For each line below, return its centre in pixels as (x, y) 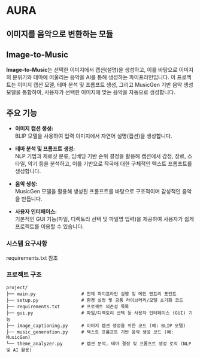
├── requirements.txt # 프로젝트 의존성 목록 (68, 307)
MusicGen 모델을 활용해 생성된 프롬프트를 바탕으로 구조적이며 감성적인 (98, 192)
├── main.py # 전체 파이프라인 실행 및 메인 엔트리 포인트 (91, 294)
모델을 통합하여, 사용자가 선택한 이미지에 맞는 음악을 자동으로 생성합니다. (91, 92)
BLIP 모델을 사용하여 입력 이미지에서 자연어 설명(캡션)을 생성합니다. (93, 136)
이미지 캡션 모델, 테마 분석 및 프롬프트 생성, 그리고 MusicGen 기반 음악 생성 (105, 85)
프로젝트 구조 (24, 275)
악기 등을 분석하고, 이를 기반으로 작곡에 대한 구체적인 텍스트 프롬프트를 (110, 164)
